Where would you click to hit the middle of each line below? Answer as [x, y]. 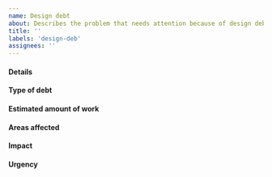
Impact [21, 145]
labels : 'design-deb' [45, 38]
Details [21, 72]
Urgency [23, 164]
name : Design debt [39, 16]
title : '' [25, 31]
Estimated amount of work [54, 108]
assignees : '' [32, 46]
